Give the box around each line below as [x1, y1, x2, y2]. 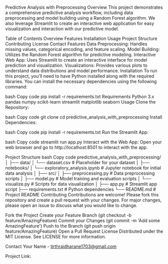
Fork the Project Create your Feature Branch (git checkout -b [5, 212, 132, 218]
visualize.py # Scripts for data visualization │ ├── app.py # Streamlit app [5, 181, 157, 187]
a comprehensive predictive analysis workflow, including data [5, 10, 134, 16]
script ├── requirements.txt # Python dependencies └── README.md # [5, 186, 156, 192]
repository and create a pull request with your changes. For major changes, [5, 197, 162, 203]
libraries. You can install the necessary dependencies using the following [5, 78, 157, 84]
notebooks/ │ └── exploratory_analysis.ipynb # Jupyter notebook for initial [5, 165, 161, 171]
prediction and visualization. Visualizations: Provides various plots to [5, 63, 148, 68]
